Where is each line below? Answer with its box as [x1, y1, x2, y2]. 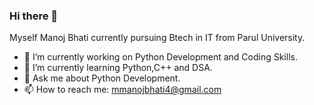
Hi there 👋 [9, 9, 59, 23]
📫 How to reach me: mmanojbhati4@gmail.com [23, 84, 222, 96]
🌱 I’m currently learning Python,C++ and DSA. [23, 62, 213, 74]
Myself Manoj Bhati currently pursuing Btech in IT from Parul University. [9, 32, 306, 44]
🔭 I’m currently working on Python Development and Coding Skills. [23, 51, 298, 63]
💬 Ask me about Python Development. [23, 72, 181, 84]
